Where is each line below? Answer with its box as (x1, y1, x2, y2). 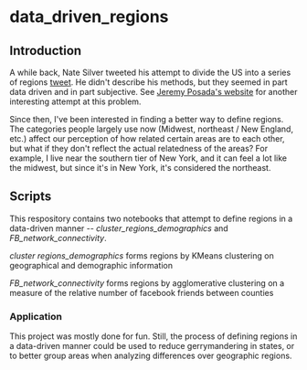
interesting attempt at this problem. (9, 96, 142, 107)
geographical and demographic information (9, 259, 174, 270)
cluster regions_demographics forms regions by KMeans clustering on (9, 249, 274, 261)
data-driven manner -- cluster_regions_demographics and (9, 222, 228, 234)
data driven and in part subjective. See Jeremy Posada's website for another (9, 87, 298, 97)
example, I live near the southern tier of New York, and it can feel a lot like (9, 153, 288, 164)
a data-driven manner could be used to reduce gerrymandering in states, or (9, 341, 295, 352)
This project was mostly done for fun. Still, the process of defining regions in (9, 331, 298, 342)
